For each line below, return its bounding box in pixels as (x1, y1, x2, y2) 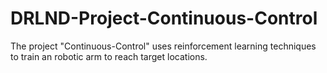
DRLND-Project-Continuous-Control (10, 7, 318, 30)
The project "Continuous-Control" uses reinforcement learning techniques (10, 40, 317, 52)
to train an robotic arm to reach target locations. (10, 50, 208, 62)
